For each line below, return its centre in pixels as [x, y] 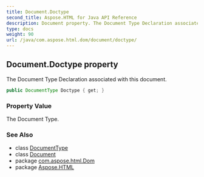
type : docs [20, 29]
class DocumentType [42, 148]
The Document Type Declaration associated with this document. [87, 79]
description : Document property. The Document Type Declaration [89, 23]
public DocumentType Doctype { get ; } [55, 90]
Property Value [29, 105]
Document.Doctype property [62, 65]
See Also [20, 135]
